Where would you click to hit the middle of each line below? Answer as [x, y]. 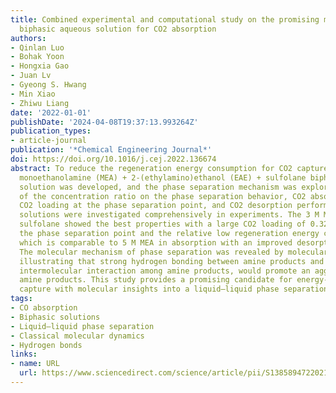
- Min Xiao [33, 94]
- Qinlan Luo [37, 47]
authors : [28, 38]
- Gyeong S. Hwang [48, 85]
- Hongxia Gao [40, 66]
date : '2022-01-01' [51, 112]
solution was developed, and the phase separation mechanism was [158, 187]
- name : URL [35, 364]
